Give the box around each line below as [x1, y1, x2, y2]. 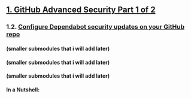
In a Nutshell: [6, 86, 40, 93]
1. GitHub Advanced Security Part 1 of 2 [6, 5, 156, 15]
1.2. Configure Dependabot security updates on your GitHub [6, 23, 185, 31]
